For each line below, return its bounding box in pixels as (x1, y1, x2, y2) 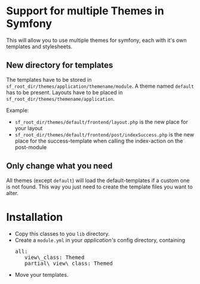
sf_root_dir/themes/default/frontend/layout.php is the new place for (14, 118, 188, 125)
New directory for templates (6, 60, 113, 70)
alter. (6, 189, 19, 196)
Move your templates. (14, 271, 69, 278)
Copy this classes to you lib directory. (14, 230, 110, 237)
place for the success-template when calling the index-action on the (14, 137, 183, 144)
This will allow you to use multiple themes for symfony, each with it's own (6, 36, 187, 44)
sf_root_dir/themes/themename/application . (6, 95, 115, 102)
